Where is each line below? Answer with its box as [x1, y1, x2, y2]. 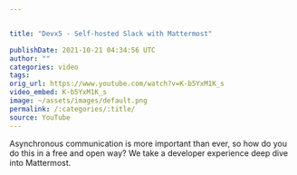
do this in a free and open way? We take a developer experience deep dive [9, 147, 289, 159]
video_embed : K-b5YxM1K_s [9, 88, 107, 97]
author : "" [9, 53, 51, 63]
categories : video [9, 63, 79, 72]
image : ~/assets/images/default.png [9, 96, 148, 105]
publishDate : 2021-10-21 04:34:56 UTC [9, 45, 156, 54]
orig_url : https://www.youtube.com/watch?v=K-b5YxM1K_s [9, 79, 225, 89]
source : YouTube [9, 112, 71, 122]
